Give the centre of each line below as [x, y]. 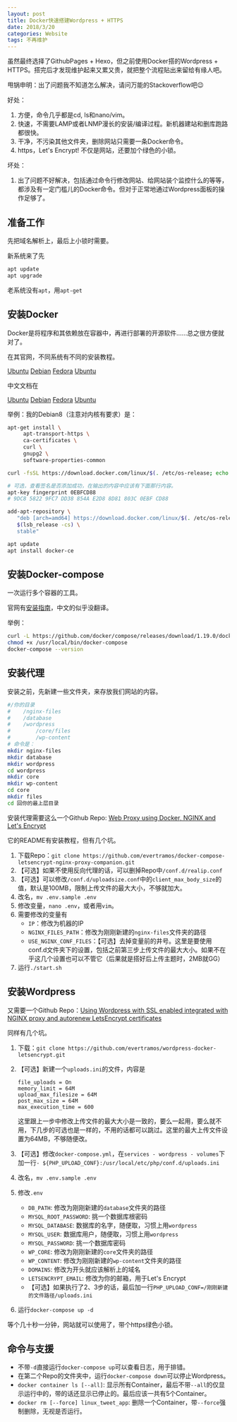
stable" [28, 531]
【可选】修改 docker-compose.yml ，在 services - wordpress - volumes [118, 1154]
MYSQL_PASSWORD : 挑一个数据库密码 [77, 1243]
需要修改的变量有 [42, 914]
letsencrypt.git [41, 1055]
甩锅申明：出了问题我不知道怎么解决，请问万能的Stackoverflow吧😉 [105, 85]
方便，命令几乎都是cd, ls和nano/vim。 [73, 115]
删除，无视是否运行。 [55, 1411]
